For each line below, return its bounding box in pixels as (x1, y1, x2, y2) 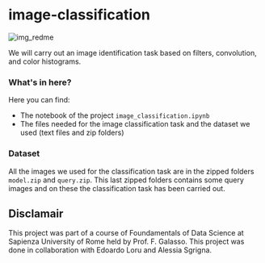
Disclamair (8, 207, 64, 220)
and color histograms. (8, 56, 82, 66)
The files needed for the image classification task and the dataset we (19, 119, 250, 129)
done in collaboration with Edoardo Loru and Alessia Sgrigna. (8, 245, 212, 255)
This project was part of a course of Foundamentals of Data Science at (8, 228, 244, 238)
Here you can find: (8, 95, 70, 105)
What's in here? (8, 77, 72, 88)
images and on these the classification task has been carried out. (8, 183, 226, 193)
